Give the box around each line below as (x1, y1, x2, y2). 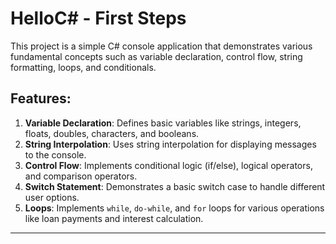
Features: (10, 90, 72, 107)
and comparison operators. (24, 170, 138, 182)
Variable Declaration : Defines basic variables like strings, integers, (24, 117, 302, 129)
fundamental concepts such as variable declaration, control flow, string (10, 50, 303, 62)
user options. (24, 191, 80, 203)
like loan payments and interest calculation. (24, 212, 204, 224)
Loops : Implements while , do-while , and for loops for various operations (24, 202, 325, 214)
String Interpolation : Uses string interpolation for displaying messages (24, 138, 317, 150)
